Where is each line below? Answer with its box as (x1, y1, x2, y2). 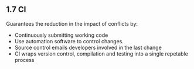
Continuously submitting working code (14, 32, 108, 39)
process (14, 56, 35, 63)
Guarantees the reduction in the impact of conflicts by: (6, 20, 138, 27)
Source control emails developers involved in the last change (14, 44, 162, 51)
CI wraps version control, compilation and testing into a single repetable (14, 50, 189, 57)
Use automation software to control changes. (14, 37, 124, 44)
